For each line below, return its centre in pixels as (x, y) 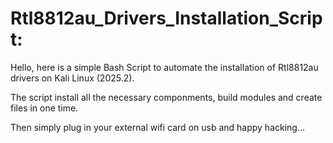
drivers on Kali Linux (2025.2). (72, 78)
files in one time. (44, 108)
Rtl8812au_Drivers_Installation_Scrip (166, 18)
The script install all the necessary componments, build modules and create (166, 97)
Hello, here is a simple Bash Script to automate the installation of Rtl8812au (164, 67)
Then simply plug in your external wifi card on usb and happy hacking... (158, 127)
